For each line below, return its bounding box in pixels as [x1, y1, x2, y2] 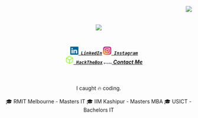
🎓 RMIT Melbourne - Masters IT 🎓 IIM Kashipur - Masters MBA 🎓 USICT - [5, 98, 192, 105]
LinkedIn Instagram [80, 50, 138, 56]
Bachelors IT [83, 106, 115, 114]
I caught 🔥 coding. [76, 85, 122, 92]
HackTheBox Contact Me [76, 58, 143, 65]
